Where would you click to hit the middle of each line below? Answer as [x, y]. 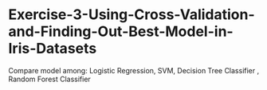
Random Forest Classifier [50, 79]
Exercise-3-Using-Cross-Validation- [132, 15]
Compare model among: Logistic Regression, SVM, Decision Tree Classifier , [134, 70]
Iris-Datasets [53, 49]
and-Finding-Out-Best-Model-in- [121, 31]
